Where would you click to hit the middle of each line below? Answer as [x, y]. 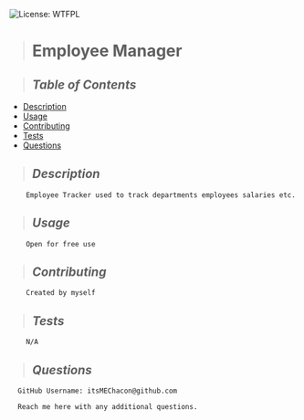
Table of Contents [84, 84]
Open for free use [61, 244]
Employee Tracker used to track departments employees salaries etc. [161, 195]
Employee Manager [107, 51]
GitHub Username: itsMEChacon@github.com [98, 391]
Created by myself [61, 293]
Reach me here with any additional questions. [108, 407]
